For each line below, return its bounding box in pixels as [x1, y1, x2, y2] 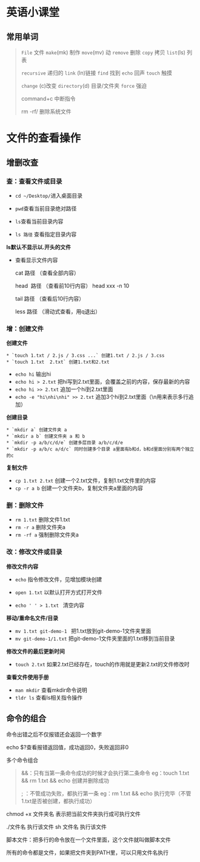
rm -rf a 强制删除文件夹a [15, 531, 79, 538]
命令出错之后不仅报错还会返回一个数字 [6, 730, 102, 738]
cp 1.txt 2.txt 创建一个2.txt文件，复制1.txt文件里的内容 [15, 477, 156, 484]
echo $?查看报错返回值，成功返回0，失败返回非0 [6, 743, 129, 750]
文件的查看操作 [6, 132, 81, 145]
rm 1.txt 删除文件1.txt [15, 516, 70, 523]
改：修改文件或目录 [6, 548, 62, 556]
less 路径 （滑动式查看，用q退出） [15, 307, 101, 315]
